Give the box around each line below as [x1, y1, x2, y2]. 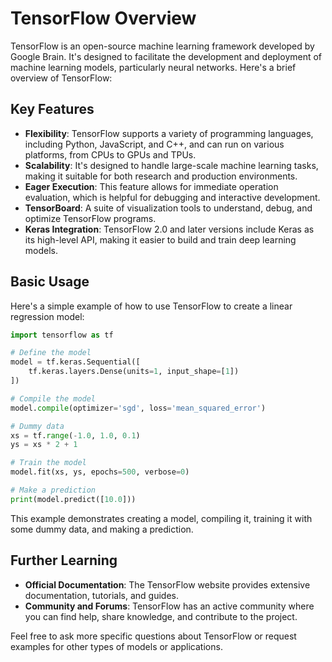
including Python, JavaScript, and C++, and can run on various [24, 138, 285, 150]
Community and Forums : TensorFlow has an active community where [24, 600, 315, 612]
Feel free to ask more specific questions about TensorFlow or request [10, 630, 297, 642]
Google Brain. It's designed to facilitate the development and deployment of [10, 50, 323, 62]
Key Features [10, 101, 95, 118]
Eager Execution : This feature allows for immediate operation [24, 180, 279, 192]
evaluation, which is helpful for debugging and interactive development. [24, 191, 321, 203]
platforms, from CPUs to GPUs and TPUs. [24, 148, 197, 161]
